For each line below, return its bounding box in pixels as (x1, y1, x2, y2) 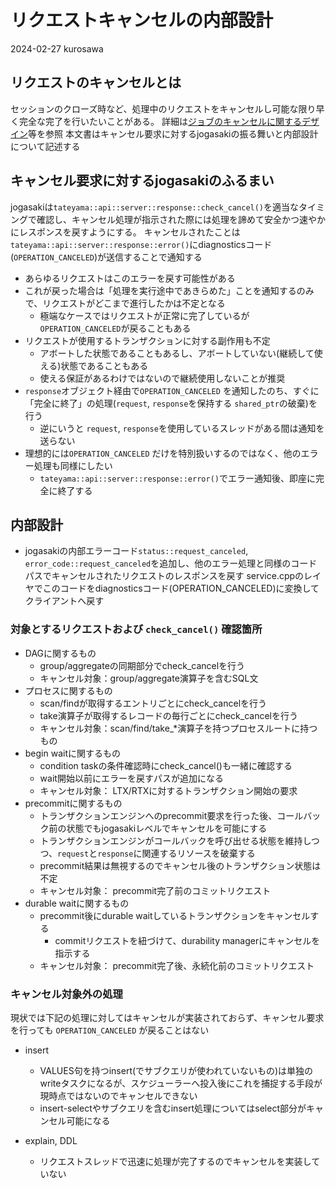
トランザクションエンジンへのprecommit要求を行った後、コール (39, 809, 304, 821)
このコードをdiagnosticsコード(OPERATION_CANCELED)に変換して (42, 582, 320, 595)
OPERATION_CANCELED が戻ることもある (39, 322, 192, 334)
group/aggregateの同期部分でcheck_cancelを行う (39, 659, 246, 671)
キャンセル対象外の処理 (10, 987, 123, 1001)
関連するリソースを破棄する (141, 847, 256, 859)
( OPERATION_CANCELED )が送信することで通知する (10, 251, 203, 263)
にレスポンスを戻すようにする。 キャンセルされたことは (10, 226, 241, 238)
